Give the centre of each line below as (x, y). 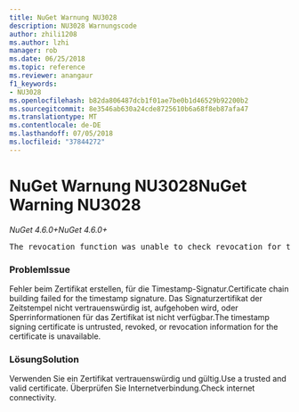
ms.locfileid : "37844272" (57, 142)
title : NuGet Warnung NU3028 (63, 17)
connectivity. (33, 398)
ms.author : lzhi (39, 42)
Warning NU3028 (75, 205)
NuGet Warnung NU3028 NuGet (128, 186)
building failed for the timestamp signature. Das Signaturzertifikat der (136, 298)
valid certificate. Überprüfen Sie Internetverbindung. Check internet (132, 388)
